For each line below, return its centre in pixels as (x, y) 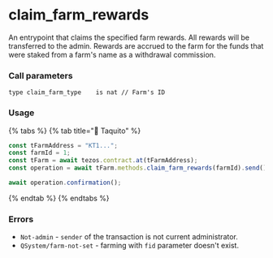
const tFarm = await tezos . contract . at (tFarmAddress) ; (103, 161)
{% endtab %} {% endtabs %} (59, 198)
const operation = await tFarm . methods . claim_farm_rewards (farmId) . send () (138, 168)
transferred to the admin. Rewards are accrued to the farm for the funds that (136, 45)
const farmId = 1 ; (39, 153)
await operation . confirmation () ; (65, 183)
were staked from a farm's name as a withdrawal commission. (112, 54)
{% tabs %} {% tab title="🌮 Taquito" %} (75, 131)
